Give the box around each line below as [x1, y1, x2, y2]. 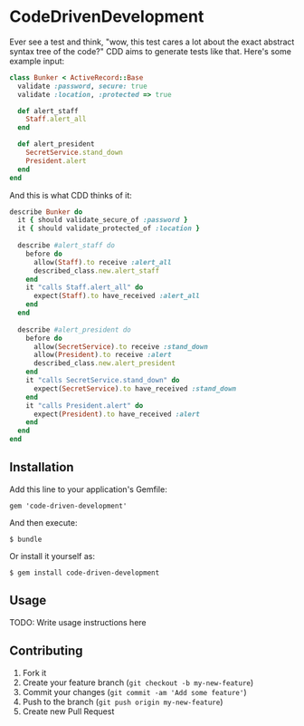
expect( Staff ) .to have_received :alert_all [33, 292, 201, 301]
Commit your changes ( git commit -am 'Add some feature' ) [22, 686, 247, 697]
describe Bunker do [9, 207, 83, 217]
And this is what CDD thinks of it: [9, 189, 133, 200]
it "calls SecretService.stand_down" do [25, 376, 180, 385]
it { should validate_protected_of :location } [17, 224, 201, 233]
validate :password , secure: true [17, 82, 147, 91]
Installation [9, 460, 74, 475]
